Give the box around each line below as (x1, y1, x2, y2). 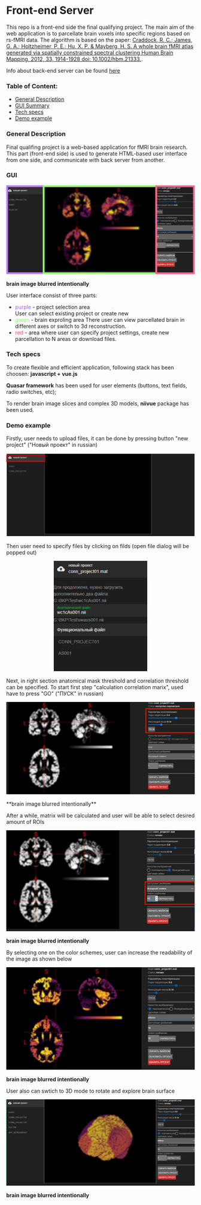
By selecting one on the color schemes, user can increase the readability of (6, 949, 193, 956)
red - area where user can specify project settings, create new (14, 328, 169, 336)
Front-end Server (6, 4, 94, 17)
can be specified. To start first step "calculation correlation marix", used (6, 683, 184, 690)
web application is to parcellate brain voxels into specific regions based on (6, 29, 190, 37)
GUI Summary (14, 102, 50, 109)
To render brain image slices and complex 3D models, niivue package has (6, 400, 190, 407)
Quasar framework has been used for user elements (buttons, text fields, (6, 382, 187, 389)
